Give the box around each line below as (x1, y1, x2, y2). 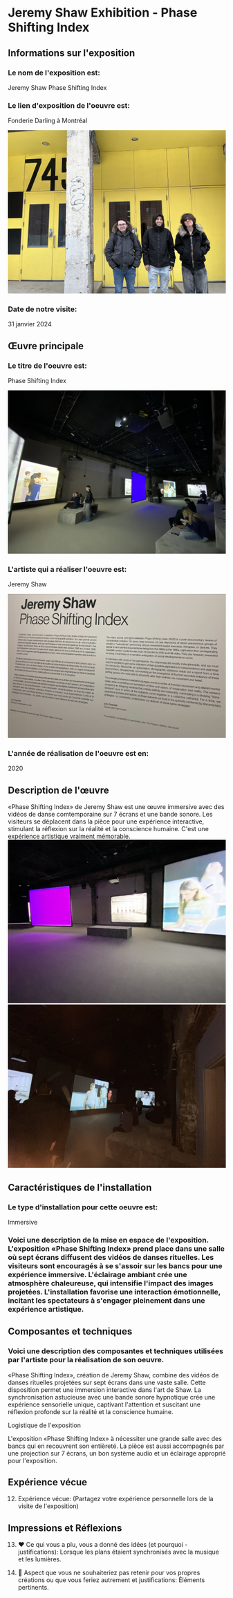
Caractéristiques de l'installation (8, 1181, 152, 1193)
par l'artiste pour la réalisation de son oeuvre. (8, 1355, 165, 1365)
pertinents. (17, 1583, 49, 1592)
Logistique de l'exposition (8, 1421, 82, 1429)
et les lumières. (17, 1555, 62, 1563)
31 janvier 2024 (8, 320, 52, 328)
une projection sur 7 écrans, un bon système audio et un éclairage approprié (8, 1449, 226, 1457)
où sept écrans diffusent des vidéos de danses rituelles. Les (8, 1252, 214, 1262)
